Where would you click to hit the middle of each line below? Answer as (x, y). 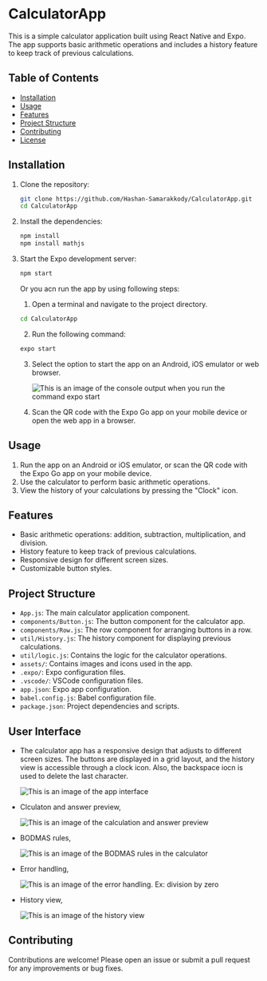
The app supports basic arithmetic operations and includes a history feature (133, 44)
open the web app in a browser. (84, 420)
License (33, 140)
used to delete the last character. (74, 776)
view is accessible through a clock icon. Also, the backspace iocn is (131, 767)
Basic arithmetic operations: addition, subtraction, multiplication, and (132, 534)
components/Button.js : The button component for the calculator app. (132, 622)
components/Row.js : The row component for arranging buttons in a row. (136, 630)
